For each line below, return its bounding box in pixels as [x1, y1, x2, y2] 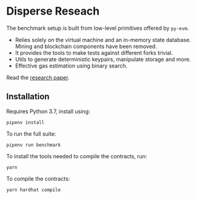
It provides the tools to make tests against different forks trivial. [15, 49, 173, 56]
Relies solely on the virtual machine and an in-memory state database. [15, 36, 191, 43]
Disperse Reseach [6, 4, 100, 18]
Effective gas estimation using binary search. [15, 62, 128, 69]
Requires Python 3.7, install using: [6, 108, 90, 115]
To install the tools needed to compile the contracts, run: [6, 152, 147, 159]
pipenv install [6, 119, 45, 125]
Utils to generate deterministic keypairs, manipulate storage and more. [15, 55, 191, 63]
